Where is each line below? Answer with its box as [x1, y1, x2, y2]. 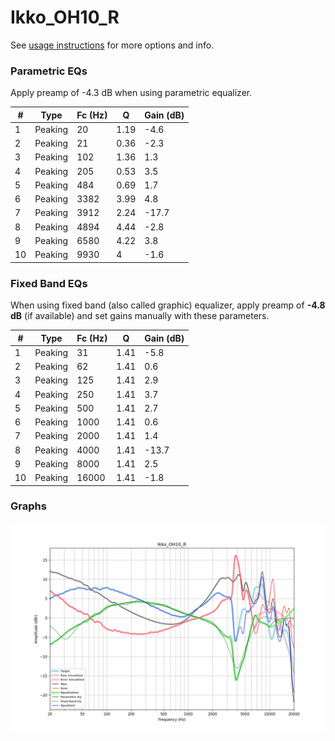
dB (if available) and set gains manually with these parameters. [10, 310, 270, 322]
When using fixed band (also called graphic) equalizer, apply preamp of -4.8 [10, 299, 326, 311]
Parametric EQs [10, 64, 88, 78]
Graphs [10, 499, 47, 513]
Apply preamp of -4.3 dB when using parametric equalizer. [10, 87, 253, 99]
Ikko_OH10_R [10, 6, 120, 29]
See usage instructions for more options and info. [10, 39, 215, 51]
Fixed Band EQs [10, 276, 88, 290]
